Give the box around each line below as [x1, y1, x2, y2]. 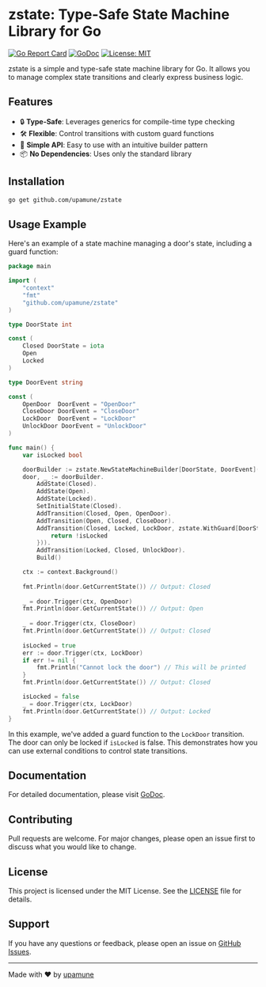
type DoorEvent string [8, 378, 83, 386]
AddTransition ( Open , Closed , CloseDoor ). [36, 517, 176, 525]
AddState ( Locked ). [36, 495, 97, 503]
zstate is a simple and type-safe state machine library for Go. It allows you [8, 63, 251, 73]
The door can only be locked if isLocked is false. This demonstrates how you [8, 738, 258, 747]
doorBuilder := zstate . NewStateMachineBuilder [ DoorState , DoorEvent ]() [22, 465, 264, 473]
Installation [8, 175, 65, 188]
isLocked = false [22, 693, 80, 700]
